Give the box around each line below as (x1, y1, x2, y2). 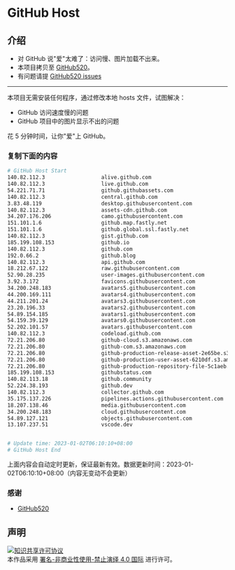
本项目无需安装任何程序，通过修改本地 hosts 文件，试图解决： (7, 93, 186, 102)
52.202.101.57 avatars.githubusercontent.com (7, 324, 192, 331)
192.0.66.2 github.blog (7, 252, 136, 259)
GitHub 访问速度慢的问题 (17, 109, 89, 116)
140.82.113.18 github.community (7, 376, 152, 383)
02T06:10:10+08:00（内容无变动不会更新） (7, 469, 131, 478)
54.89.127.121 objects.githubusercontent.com (7, 415, 192, 422)
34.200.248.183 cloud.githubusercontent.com (7, 408, 187, 415)
